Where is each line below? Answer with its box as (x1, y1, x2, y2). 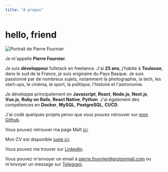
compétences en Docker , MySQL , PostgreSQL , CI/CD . (5, 102, 119, 108)
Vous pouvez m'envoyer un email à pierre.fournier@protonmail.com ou (5, 155, 151, 161)
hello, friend (5, 29, 57, 40)
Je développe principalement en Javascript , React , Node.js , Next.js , (5, 91, 149, 97)
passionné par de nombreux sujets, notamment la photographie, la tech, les (5, 76, 161, 82)
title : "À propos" (5, 7, 44, 13)
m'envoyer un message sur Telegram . (5, 161, 83, 167)
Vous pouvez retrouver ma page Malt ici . (5, 126, 89, 132)
